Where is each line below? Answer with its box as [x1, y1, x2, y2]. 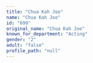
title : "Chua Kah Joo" [6, 8, 63, 15]
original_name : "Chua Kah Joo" [6, 25, 85, 32]
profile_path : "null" [6, 48, 61, 54]
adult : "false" [6, 43, 45, 49]
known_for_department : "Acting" [6, 31, 88, 37]
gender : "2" [6, 37, 36, 43]
